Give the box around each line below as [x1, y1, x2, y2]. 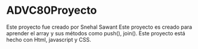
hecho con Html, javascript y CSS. [6, 36, 92, 43]
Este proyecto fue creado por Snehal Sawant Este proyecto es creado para [6, 23, 193, 30]
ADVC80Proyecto [6, 4, 97, 17]
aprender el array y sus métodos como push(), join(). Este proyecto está [6, 29, 185, 36]
